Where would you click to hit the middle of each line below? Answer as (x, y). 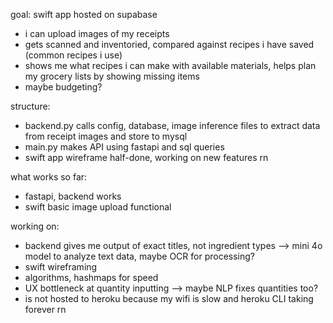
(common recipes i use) (73, 55)
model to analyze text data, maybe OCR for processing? (140, 256)
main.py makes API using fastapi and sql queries (124, 147)
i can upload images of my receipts (97, 33)
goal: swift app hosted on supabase (84, 14)
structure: (30, 106)
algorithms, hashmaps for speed (91, 277)
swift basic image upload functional (98, 207)
